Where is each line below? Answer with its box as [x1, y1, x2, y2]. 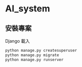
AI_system [5, 3, 50, 14]
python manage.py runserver [5, 57, 64, 62]
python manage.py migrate [5, 53, 59, 58]
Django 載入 [5, 38, 30, 44]
